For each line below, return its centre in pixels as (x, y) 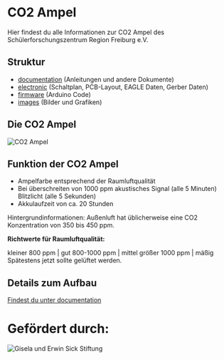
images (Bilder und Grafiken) (60, 102)
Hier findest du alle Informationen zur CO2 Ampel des (86, 32)
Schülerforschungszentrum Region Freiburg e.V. (78, 39)
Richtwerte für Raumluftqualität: (56, 239)
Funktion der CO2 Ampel (63, 164)
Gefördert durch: (58, 329)
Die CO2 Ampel (42, 124)
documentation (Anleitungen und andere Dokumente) (96, 79)
